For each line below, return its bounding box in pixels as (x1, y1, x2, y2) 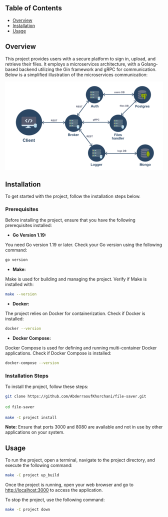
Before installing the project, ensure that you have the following (5, 217, 136, 223)
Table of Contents (5, 4, 62, 12)
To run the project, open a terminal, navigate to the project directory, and (5, 457, 155, 463)
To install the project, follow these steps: (5, 383, 88, 389)
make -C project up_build (5, 472, 59, 478)
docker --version (5, 326, 41, 331)
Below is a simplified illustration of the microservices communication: (5, 71, 148, 77)
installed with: (5, 281, 34, 287)
